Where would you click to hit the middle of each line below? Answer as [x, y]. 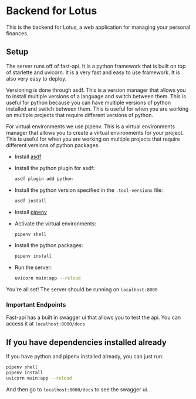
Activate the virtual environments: [55, 223]
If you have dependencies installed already [87, 342]
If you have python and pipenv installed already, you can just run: [85, 357]
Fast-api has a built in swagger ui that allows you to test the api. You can [94, 317]
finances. [17, 33]
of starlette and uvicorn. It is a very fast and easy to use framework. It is [93, 72]
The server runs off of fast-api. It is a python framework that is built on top [96, 66]
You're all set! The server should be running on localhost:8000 [82, 290]
